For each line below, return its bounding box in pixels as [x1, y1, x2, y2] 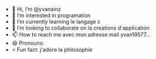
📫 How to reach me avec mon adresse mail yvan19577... [11, 31, 151, 38]
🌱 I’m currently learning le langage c [11, 18, 101, 25]
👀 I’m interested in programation [11, 12, 91, 19]
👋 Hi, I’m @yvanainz [11, 6, 61, 12]
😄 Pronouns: [11, 40, 45, 47]
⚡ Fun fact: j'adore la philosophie [11, 46, 93, 53]
